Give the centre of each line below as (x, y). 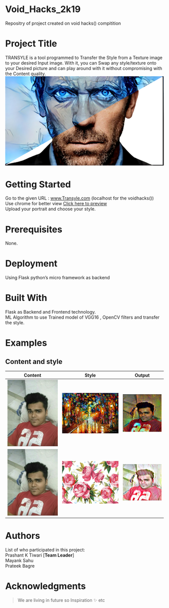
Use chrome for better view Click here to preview (56, 204)
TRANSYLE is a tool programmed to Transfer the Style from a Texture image (84, 57)
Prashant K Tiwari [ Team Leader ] (40, 555)
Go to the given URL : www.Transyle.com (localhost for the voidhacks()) (80, 198)
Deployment (31, 264)
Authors (23, 536)
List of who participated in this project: (45, 550)
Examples (26, 343)
